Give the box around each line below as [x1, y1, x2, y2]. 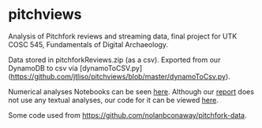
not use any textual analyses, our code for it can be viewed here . [8, 95, 219, 104]
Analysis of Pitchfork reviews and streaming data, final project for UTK [8, 31, 238, 41]
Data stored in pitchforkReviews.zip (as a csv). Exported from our [8, 55, 221, 64]
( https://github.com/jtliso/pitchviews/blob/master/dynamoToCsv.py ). [8, 71, 230, 81]
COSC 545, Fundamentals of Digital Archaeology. [8, 39, 168, 49]
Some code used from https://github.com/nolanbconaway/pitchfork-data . [8, 110, 247, 119]
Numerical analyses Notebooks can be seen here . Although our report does [8, 86, 255, 96]
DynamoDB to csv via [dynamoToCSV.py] [8, 63, 143, 72]
